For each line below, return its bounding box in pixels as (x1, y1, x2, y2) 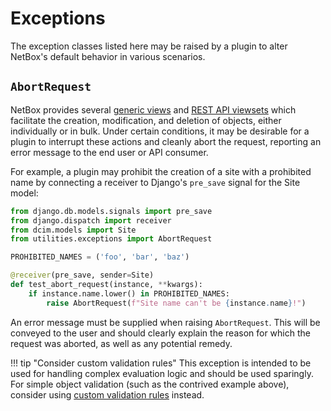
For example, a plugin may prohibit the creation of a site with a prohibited (10, 165, 312, 177)
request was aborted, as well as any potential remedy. (10, 337, 233, 349)
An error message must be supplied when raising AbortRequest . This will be (10, 316, 321, 328)
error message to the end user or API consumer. (10, 146, 209, 158)
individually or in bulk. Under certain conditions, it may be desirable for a (10, 125, 310, 137)
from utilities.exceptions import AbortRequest (10, 234, 213, 244)
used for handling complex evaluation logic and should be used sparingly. (10, 367, 314, 379)
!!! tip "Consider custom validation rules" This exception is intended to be (10, 357, 312, 369)
